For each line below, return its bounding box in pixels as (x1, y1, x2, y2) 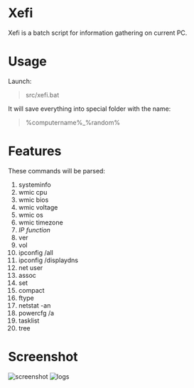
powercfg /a (18, 308, 55, 317)
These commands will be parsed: (8, 166, 106, 175)
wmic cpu (18, 188, 48, 196)
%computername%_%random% (25, 118, 120, 126)
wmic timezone (18, 218, 63, 227)
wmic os (18, 210, 43, 219)
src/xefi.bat (25, 90, 60, 99)
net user (18, 263, 43, 271)
